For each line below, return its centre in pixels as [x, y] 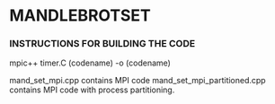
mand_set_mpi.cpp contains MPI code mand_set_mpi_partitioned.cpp [138, 81]
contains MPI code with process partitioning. [92, 90]
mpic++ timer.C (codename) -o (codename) [90, 63]
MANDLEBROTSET [80, 16]
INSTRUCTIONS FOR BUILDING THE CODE [102, 44]
